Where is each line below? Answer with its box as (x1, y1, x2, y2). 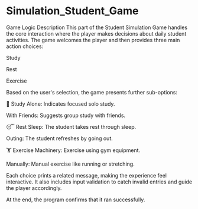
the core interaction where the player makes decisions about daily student (6, 30, 187, 37)
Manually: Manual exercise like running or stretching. (6, 160, 135, 167)
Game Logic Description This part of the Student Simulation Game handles (6, 24, 188, 31)
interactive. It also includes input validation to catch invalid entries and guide (6, 178, 193, 185)
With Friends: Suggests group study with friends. (6, 112, 126, 119)
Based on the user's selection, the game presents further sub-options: (6, 88, 177, 96)
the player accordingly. (6, 184, 62, 191)
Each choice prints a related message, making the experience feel (6, 172, 167, 179)
